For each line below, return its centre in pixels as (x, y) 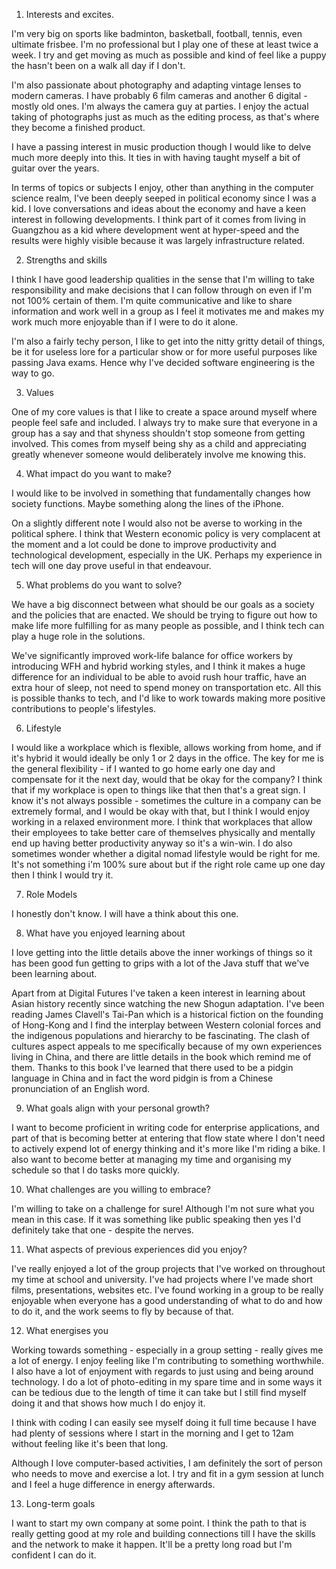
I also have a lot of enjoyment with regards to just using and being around (162, 1371)
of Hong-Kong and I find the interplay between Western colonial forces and (166, 1025)
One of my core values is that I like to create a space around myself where (164, 412)
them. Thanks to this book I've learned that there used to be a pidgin (152, 1067)
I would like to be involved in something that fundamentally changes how (161, 493)
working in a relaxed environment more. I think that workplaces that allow (162, 822)
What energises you (67, 1330)
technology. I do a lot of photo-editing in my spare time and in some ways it (167, 1382)
